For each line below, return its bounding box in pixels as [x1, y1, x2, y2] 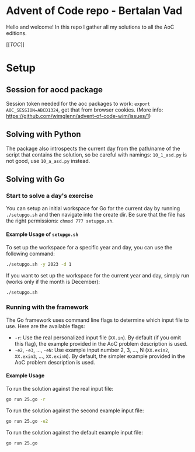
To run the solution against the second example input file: [6, 407, 144, 414]
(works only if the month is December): [6, 278, 100, 285]
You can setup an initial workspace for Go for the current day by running [6, 205, 180, 212]
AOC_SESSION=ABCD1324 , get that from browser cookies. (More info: [6, 106, 163, 113]
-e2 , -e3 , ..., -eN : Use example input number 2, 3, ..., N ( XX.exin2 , [14, 346, 170, 353]
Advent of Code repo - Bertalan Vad [6, 4, 183, 18]
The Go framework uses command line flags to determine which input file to [6, 317, 189, 324]
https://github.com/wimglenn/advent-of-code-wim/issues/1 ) [6, 112, 151, 119]
